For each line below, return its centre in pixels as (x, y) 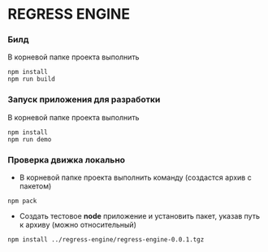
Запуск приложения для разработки (84, 100)
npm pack (22, 201)
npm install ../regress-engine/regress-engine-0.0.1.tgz (106, 240)
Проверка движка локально (67, 159)
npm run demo (30, 139)
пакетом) (35, 186)
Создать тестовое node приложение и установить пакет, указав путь (140, 216)
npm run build (32, 79)
